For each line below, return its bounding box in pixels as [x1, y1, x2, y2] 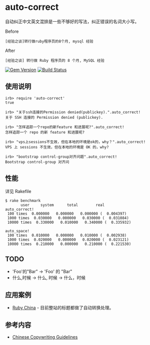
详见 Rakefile [5, 188, 32, 194]
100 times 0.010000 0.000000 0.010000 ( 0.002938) [7, 233, 127, 238]
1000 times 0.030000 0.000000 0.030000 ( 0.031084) [7, 215, 129, 220]
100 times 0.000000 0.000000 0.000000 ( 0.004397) [7, 211, 127, 216]
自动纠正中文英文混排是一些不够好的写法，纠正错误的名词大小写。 [5, 18, 139, 24]
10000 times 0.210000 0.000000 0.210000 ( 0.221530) [7, 242, 132, 246]
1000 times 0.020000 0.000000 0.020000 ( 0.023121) [7, 237, 129, 242]
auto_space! [5, 228, 30, 234]
